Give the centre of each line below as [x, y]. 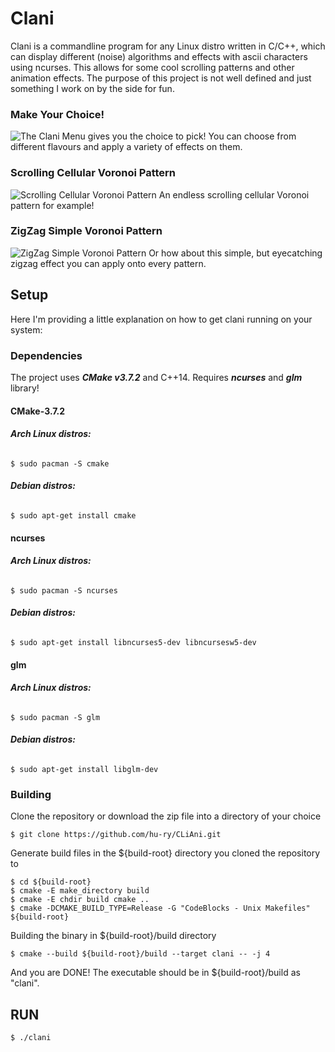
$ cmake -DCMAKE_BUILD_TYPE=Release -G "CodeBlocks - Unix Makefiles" [160, 908]
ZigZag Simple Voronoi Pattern [86, 231]
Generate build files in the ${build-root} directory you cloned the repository [165, 853]
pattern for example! [52, 205]
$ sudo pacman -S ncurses [64, 590]
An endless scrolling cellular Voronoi [234, 194]
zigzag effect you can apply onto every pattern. [108, 263]
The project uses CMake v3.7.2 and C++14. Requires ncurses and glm [156, 377]
